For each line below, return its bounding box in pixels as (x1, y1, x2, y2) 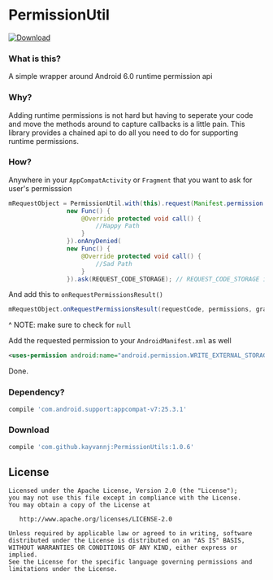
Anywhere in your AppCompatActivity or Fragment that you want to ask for (8, 175, 253, 185)
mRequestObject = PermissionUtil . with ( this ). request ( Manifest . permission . (8, 199, 267, 207)
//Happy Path (95, 222, 140, 230)
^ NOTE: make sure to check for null (8, 320, 132, 330)
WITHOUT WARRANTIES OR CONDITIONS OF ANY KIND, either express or (8, 543, 238, 552)
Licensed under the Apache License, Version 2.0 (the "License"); (8, 486, 238, 495)
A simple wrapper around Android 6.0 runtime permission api (8, 72, 213, 81)
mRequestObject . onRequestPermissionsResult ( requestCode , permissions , (8, 305, 253, 314)
